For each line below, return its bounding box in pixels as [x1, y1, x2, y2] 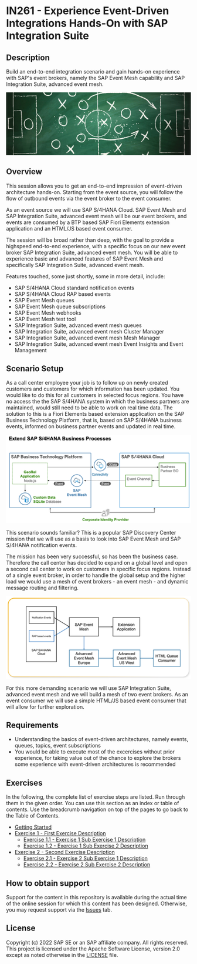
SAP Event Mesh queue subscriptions [14, 303, 106, 310]
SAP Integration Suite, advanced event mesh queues [14, 322, 142, 329]
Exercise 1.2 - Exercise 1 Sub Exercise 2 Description [23, 842, 148, 849]
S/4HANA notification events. [6, 542, 77, 549]
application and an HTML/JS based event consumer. [6, 225, 133, 232]
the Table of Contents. [6, 812, 60, 819]
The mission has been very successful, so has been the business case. [6, 553, 178, 560]
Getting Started [14, 823, 52, 830]
